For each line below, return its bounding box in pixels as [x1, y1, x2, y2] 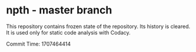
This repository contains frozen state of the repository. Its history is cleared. [6, 23, 190, 30]
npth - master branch [6, 4, 112, 17]
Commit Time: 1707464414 [6, 40, 71, 47]
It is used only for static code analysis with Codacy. [6, 29, 131, 36]
